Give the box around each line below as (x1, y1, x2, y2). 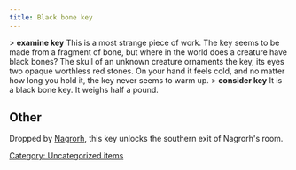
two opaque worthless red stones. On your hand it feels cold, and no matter (9, 66, 285, 76)
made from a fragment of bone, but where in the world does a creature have (9, 46, 288, 58)
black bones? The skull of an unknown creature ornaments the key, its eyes (9, 56, 285, 66)
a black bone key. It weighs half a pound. (9, 84, 160, 95)
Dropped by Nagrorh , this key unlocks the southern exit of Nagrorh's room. (9, 134, 284, 144)
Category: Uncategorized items (9, 151, 124, 161)
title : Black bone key (9, 12, 93, 22)
